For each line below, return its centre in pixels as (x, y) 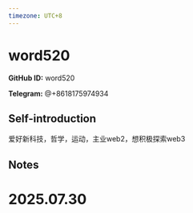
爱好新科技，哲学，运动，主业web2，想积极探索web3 (97, 139)
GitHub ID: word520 (42, 78)
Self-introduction (52, 119)
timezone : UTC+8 (35, 16)
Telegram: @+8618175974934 (58, 93)
